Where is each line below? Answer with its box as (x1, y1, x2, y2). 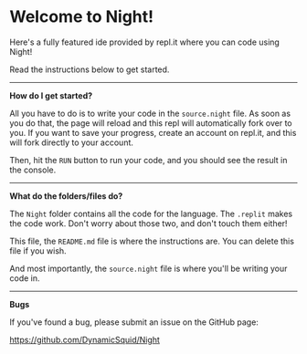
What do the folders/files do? (9, 190, 123, 202)
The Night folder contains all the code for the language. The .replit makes (9, 208, 293, 219)
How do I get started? (9, 89, 93, 101)
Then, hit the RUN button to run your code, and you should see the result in (9, 154, 288, 165)
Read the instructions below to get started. (9, 64, 170, 75)
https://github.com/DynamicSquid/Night (9, 334, 160, 345)
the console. (9, 164, 57, 175)
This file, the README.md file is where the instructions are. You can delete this (9, 235, 295, 246)
